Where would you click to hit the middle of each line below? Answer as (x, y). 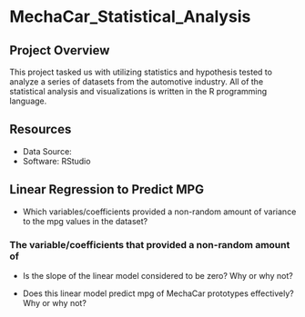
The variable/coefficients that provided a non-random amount (150, 244)
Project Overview (60, 50)
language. (28, 101)
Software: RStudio (56, 161)
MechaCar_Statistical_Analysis (130, 17)
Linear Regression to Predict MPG (107, 189)
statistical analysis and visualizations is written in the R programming (138, 91)
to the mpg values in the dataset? (85, 221)
